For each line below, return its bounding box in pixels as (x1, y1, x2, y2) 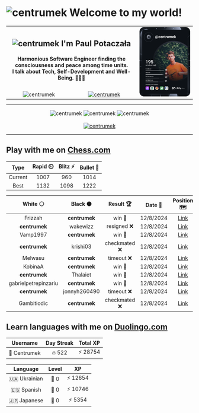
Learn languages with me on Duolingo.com (6, 322, 168, 332)
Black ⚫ (70, 201, 92, 208)
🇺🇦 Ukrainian (8, 375, 43, 382)
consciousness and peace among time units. (15, 62, 129, 69)
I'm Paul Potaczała (61, 39, 131, 49)
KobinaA (23, 263, 44, 270)
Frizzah (24, 214, 43, 221)
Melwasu (22, 255, 44, 262)
